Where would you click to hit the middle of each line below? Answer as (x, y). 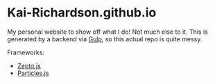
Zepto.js (29, 65)
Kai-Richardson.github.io (82, 13)
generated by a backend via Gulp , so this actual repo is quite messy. (105, 39)
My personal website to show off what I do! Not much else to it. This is (108, 32)
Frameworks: (26, 52)
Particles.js (33, 73)
